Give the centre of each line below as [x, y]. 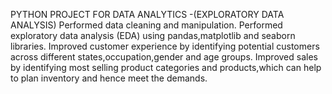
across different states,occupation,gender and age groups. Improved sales [164, 57]
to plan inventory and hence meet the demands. [109, 78]
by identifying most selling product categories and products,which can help [166, 67]
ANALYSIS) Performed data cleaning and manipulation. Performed [146, 25]
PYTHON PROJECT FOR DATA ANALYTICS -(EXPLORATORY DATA [147, 14]
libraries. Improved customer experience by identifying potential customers [165, 46]
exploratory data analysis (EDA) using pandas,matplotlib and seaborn [153, 35]
